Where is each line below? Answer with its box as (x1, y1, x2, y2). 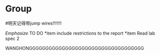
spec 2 (5, 35, 20, 41)
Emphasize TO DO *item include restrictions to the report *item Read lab (5, 30, 155, 36)
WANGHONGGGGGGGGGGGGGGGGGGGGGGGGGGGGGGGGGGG (5, 45, 144, 51)
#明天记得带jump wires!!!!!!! (5, 20, 62, 26)
